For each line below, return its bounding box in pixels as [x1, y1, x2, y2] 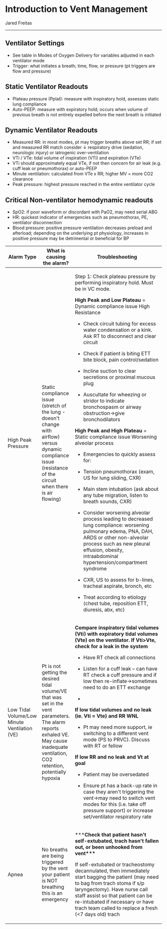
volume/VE [41, 688, 68, 695]
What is [46, 247, 66, 254]
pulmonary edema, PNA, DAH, [83, 528, 154, 535]
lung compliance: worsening [83, 522, 150, 529]
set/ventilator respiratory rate [83, 813, 152, 820]
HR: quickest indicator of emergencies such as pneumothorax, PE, [12, 214, 148, 220]
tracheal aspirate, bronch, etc [83, 583, 152, 590]
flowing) [41, 496, 61, 503]
